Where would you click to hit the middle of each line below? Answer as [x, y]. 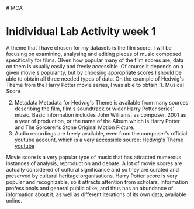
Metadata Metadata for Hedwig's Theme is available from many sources [101, 102]
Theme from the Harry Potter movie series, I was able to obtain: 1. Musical [95, 85]
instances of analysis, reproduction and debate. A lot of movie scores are [94, 163]
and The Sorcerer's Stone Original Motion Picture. [75, 127]
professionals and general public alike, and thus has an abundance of [90, 188]
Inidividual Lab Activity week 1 [81, 32]
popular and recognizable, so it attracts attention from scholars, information [97, 182]
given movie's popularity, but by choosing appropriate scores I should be [94, 72]
